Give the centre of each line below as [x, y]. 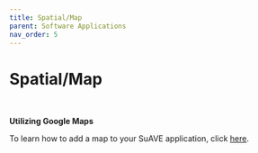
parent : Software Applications [68, 26]
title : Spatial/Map [46, 18]
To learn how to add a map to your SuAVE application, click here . [129, 139]
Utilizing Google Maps [52, 121]
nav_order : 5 [34, 34]
